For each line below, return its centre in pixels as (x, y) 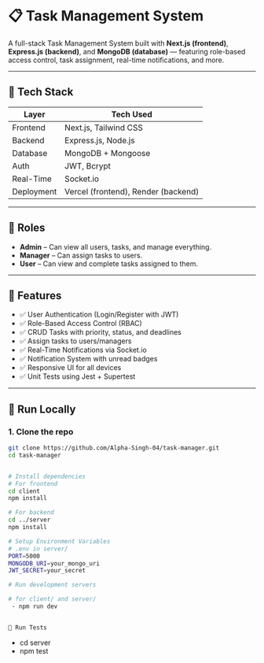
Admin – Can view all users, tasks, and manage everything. (115, 246)
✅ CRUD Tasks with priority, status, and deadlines (101, 332)
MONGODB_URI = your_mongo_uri (54, 563)
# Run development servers (52, 585)
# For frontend (33, 483)
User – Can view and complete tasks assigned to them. (109, 263)
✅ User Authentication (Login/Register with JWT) (99, 315)
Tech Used (132, 114)
